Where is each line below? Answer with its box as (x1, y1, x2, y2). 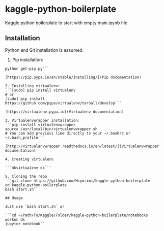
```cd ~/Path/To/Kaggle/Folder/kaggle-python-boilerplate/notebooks (5, 213, 148, 218)
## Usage (5, 196, 23, 200)
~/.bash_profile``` (5, 135, 45, 140)
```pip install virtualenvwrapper (5, 122, 76, 127)
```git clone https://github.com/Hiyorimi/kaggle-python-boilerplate (5, 178, 151, 183)
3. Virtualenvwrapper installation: (5, 118, 80, 123)
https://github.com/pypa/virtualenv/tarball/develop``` (5, 100, 122, 105)
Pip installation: (12, 57, 43, 63)
